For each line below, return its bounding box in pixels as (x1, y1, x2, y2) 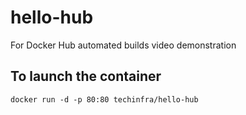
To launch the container (10, 68, 162, 85)
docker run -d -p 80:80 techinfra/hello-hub (10, 94, 199, 105)
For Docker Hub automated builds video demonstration (10, 39, 237, 51)
